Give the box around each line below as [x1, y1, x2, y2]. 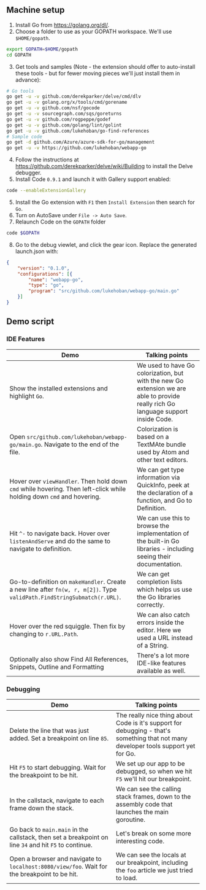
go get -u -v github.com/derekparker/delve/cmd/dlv [6, 93, 141, 100]
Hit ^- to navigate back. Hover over [9, 529, 110, 538]
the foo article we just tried [115, 865, 193, 874]
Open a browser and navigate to [9, 854, 102, 863]
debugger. [15, 169, 42, 177]
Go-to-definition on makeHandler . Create [9, 577, 126, 586]
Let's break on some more [115, 829, 191, 837]
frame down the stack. [9, 803, 74, 812]
